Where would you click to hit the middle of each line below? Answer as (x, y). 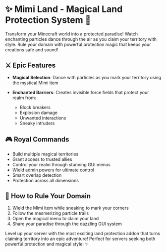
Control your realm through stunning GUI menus (61, 164)
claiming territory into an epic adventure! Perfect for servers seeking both (80, 239)
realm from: (24, 98)
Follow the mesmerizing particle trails (51, 213)
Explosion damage (39, 113)
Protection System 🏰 (48, 20)
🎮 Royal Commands (37, 140)
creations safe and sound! (32, 50)
